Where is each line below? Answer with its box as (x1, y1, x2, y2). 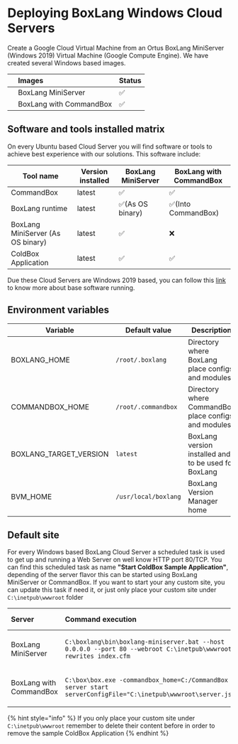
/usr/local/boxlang (115, 492, 181, 500)
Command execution (64, 615, 137, 625)
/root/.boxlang (115, 355, 167, 364)
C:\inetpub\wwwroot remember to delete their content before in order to (7, 721, 215, 730)
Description (191, 325, 232, 335)
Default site (7, 529, 59, 541)
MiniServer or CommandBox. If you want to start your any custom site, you (7, 578, 225, 587)
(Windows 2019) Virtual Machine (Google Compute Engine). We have (7, 51, 209, 60)
